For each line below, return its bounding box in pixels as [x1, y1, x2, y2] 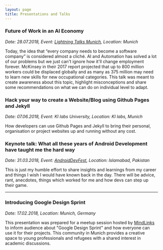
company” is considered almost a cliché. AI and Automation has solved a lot [5, 53, 157, 59]
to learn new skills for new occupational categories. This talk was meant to [5, 74, 154, 80]
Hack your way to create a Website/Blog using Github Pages [5, 96, 149, 103]
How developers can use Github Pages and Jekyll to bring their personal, [5, 123, 151, 129]
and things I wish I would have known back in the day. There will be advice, [5, 172, 156, 178]
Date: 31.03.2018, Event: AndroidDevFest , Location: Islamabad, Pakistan [5, 158, 150, 163]
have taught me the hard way [5, 146, 75, 153]
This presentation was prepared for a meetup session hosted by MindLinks [5, 219, 155, 225]
